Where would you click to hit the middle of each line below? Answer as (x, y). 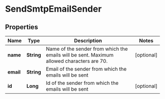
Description (88, 41)
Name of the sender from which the (87, 49)
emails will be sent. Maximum (80, 55)
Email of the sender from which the (86, 69)
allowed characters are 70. (77, 61)
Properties (22, 27)
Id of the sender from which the (82, 83)
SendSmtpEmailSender (54, 9)
